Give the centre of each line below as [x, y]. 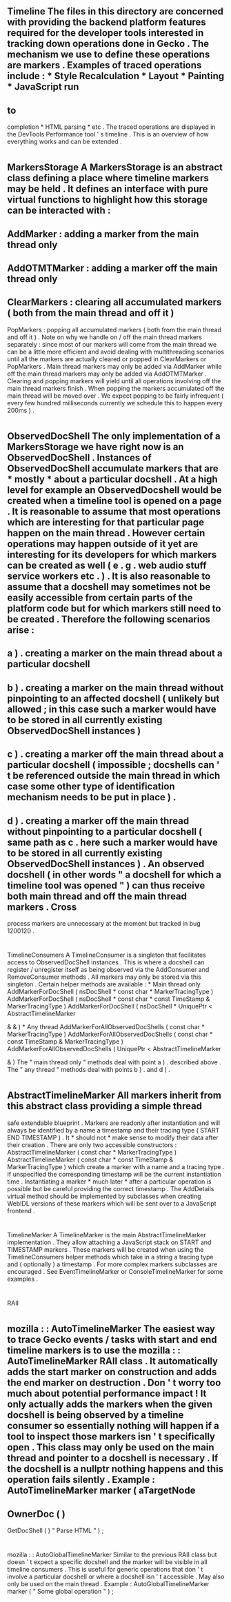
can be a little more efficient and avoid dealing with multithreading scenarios [115, 352]
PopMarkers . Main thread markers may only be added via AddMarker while [114, 366]
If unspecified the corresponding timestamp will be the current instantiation [114, 1174]
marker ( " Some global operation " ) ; [60, 1592]
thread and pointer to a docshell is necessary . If [113, 1458]
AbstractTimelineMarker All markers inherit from [114, 1096]
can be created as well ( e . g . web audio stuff [107, 565]
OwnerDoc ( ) [36, 1514]
